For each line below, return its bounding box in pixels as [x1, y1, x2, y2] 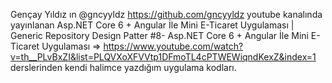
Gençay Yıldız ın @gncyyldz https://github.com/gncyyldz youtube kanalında [10, 9, 323, 20]
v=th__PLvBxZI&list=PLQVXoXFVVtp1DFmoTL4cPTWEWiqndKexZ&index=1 [10, 51, 317, 63]
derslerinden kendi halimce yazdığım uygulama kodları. [10, 62, 237, 73]
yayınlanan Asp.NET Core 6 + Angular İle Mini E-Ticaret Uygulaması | [10, 19, 295, 31]
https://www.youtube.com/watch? [103, 40, 244, 52]
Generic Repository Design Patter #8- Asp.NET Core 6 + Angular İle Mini [10, 30, 309, 41]
